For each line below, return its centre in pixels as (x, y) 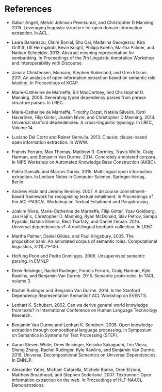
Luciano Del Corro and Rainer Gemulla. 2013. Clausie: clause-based (79, 137)
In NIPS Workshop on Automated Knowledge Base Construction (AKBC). (84, 162)
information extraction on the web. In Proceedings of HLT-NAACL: (77, 380)
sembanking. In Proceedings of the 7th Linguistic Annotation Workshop (83, 58)
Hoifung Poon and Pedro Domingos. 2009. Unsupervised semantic (78, 256)
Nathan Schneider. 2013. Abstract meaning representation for (73, 53)
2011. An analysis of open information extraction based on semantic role (83, 78)
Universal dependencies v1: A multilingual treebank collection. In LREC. (82, 226)
